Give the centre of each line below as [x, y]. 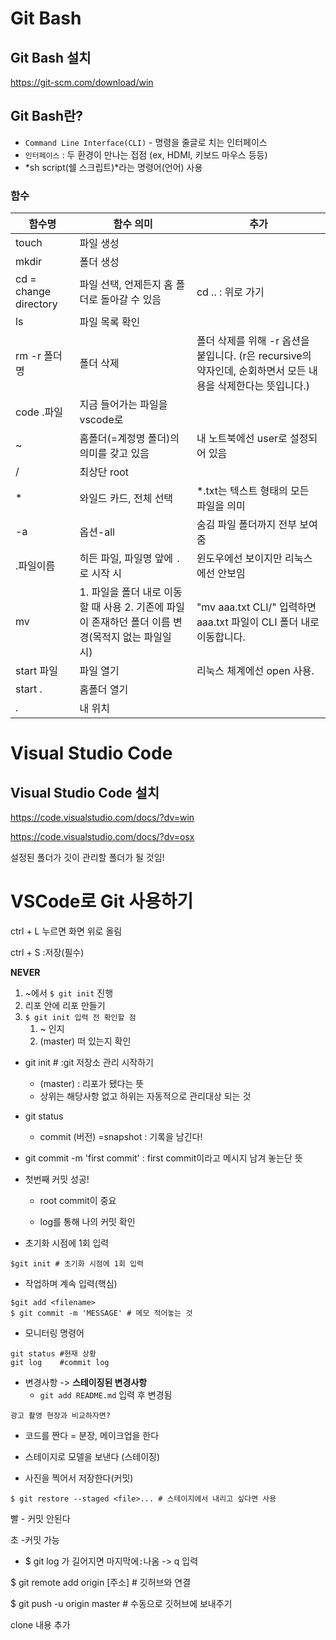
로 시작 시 [100, 574]
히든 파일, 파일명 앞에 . [130, 559]
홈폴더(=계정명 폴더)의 [129, 439]
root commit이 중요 [78, 1201]
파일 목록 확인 [110, 322]
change [33, 292]
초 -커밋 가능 [35, 1540]
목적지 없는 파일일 [132, 637]
